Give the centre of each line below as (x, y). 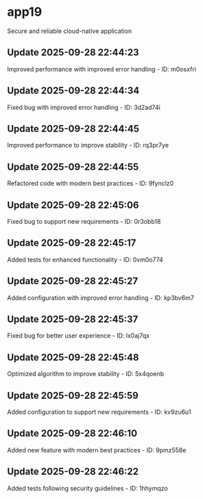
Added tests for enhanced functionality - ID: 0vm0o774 (85, 259)
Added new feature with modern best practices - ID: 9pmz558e (97, 450)
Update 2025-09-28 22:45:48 (73, 357)
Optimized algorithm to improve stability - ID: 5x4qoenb (86, 374)
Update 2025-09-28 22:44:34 (73, 91)
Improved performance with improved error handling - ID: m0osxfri (102, 69)
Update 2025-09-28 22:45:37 (73, 320)
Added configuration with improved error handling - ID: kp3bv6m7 (100, 298)
